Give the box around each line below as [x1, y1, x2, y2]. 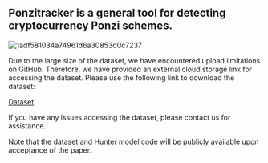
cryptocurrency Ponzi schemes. [8, 19, 173, 33]
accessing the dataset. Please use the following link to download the [8, 72, 235, 83]
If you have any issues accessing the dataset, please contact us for [8, 112, 231, 122]
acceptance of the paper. [8, 145, 92, 155]
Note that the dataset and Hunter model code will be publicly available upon [8, 137, 259, 146]
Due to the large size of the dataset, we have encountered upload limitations [8, 55, 261, 65]
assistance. [8, 120, 47, 131]
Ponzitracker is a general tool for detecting [8, 6, 226, 20]
